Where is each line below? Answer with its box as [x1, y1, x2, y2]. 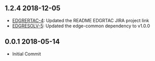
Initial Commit [12, 50, 41, 57]
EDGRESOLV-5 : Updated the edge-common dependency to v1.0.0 [12, 23, 150, 29]
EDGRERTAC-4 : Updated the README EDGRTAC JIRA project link [12, 17, 149, 23]
